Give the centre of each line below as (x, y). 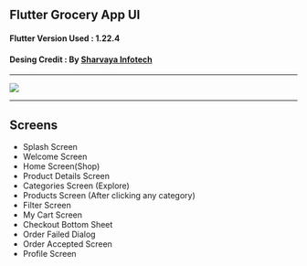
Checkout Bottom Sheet (68, 224)
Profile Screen (49, 254)
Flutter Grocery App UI (75, 15)
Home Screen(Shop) (61, 166)
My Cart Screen (53, 215)
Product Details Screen (66, 176)
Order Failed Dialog (59, 234)
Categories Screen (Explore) (76, 186)
